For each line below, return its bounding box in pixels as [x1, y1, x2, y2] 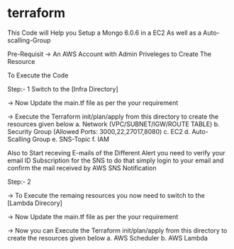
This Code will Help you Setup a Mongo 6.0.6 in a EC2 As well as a [7, 28, 202, 37]
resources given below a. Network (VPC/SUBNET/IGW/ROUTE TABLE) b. [7, 119, 220, 128]
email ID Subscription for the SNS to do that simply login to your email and [7, 156, 224, 165]
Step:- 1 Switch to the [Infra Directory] [7, 84, 118, 93]
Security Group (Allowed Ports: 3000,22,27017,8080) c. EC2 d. [7, 127, 190, 135]
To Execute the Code [7, 71, 69, 79]
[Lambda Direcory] [7, 199, 62, 207]
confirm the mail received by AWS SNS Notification [7, 163, 157, 172]
